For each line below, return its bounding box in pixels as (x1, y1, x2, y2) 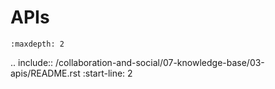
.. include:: (10, 56, 54, 68)
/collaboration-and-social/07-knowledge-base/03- (55, 56, 265, 68)
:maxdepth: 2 (10, 39, 65, 49)
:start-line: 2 (82, 67, 133, 79)
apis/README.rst (10, 67, 81, 79)
